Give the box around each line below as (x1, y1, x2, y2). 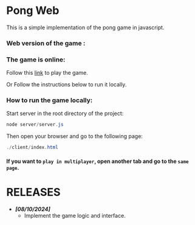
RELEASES (6, 185, 61, 199)
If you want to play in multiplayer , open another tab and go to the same (6, 157, 189, 165)
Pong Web (6, 4, 60, 18)
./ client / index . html (6, 144, 59, 151)
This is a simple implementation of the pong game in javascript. (6, 24, 165, 31)
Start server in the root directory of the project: (6, 110, 124, 117)
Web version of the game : (6, 39, 86, 47)
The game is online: (6, 55, 66, 64)
